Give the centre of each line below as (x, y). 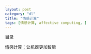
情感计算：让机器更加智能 (30, 47)
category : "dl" (20, 14)
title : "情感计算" (22, 18)
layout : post (18, 9)
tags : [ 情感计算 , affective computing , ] (46, 23)
